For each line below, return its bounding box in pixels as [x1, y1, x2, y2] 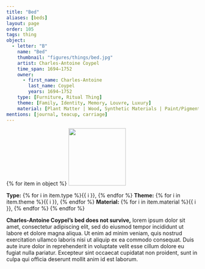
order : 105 [6, 26, 34, 32]
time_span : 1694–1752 [17, 65, 72, 72]
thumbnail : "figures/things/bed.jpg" [17, 54, 113, 61]
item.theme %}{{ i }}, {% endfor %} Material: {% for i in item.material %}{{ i [6, 198, 196, 205]
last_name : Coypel [28, 83, 75, 89]
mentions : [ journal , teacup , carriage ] [6, 111, 108, 117]
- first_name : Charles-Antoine [22, 77, 103, 83]
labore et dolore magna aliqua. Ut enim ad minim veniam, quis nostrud [6, 230, 182, 237]
